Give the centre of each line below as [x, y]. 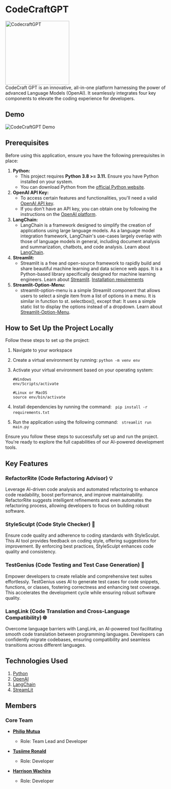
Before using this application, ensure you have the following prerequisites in [85, 155]
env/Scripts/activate [35, 384]
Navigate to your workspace [42, 350]
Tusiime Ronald [29, 751]
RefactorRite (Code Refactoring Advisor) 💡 [59, 478]
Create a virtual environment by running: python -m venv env [76, 360]
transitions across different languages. [46, 645]
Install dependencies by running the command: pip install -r [80, 407]
